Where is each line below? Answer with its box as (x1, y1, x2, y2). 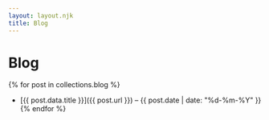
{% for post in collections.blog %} (8, 80, 120, 90)
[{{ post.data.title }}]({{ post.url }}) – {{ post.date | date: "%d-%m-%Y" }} (19, 95, 262, 105)
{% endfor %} (19, 104, 67, 114)
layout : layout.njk (8, 11, 74, 20)
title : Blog (8, 19, 48, 27)
